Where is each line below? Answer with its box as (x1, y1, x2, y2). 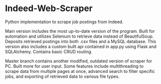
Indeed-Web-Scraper (5, 3, 93, 14)
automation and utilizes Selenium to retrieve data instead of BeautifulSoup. (5, 33, 154, 39)
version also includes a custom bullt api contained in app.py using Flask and (5, 43, 157, 49)
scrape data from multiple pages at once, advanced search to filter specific (5, 68, 155, 74)
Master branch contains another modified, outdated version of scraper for (5, 58, 152, 64)
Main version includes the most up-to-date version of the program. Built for (5, 28, 155, 34)
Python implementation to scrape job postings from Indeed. (5, 19, 124, 25)
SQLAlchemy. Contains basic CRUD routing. (5, 49, 93, 55)
